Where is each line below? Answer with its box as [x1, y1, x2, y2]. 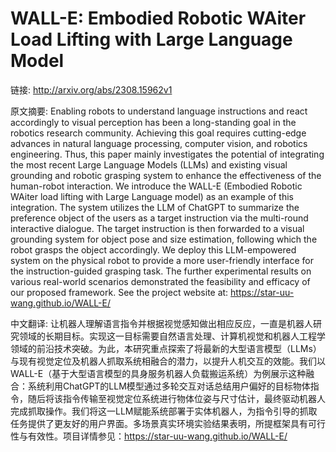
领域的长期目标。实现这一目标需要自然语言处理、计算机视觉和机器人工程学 [18, 330, 326, 342]
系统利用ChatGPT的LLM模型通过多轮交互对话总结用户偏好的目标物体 [27, 380, 311, 392]
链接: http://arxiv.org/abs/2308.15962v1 [10, 83, 173, 96]
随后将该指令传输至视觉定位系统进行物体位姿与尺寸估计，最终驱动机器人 [27, 392, 326, 404]
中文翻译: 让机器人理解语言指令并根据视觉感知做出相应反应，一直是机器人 [10, 317, 313, 329]
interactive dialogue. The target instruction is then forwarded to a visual [10, 222, 305, 234]
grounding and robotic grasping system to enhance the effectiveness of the [10, 169, 322, 181]
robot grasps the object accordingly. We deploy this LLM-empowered [10, 243, 297, 256]
